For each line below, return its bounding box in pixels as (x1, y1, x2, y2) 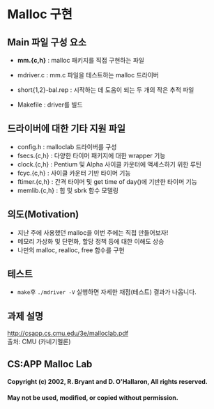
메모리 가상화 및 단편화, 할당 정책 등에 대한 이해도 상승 (17, 237, 165, 245)
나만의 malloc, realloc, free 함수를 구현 (17, 245, 125, 254)
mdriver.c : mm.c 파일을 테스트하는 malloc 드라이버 (17, 71, 159, 79)
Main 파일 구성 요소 (7, 36, 87, 48)
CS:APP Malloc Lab (7, 358, 93, 370)
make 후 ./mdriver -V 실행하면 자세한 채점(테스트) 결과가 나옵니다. (17, 288, 197, 296)
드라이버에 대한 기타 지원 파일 (7, 123, 126, 134)
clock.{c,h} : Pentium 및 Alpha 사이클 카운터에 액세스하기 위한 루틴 (17, 160, 202, 168)
